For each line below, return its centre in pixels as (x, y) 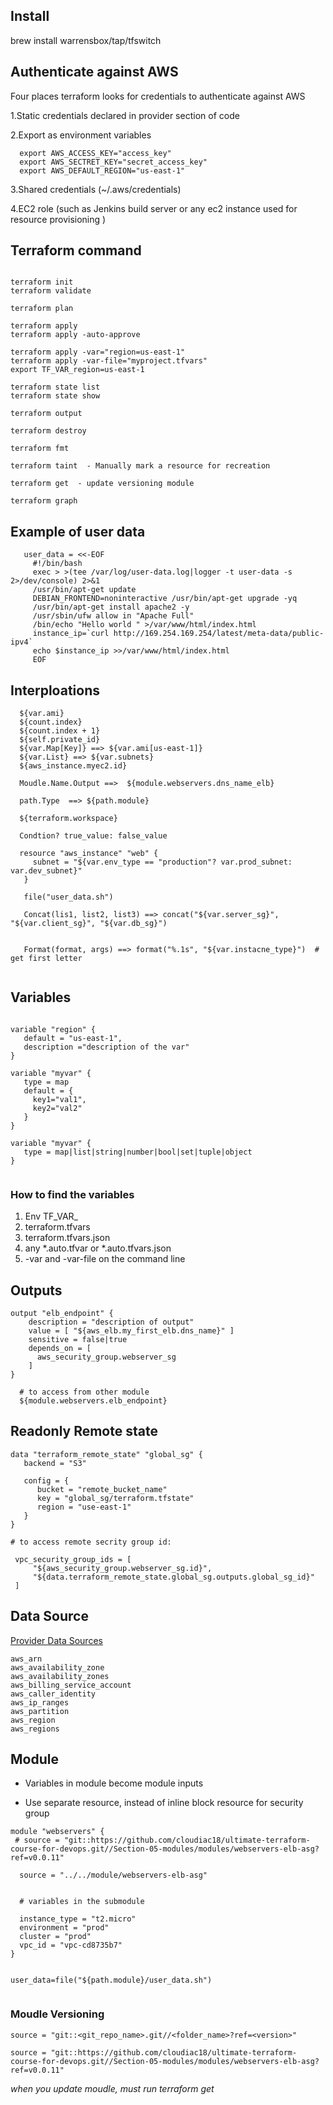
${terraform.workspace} (68, 819)
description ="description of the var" (106, 1047)
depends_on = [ (60, 1348)
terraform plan (42, 309)
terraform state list (55, 387)
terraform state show (55, 396)
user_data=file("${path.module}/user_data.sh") (111, 1980)
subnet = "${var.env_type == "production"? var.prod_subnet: (162, 862)
